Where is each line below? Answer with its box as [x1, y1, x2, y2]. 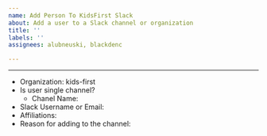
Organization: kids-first [19, 77, 96, 87]
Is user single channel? [19, 85, 95, 95]
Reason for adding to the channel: [19, 119, 131, 129]
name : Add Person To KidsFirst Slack [8, 11, 133, 20]
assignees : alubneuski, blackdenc [8, 41, 123, 49]
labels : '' [8, 33, 44, 42]
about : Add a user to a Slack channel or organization [8, 19, 194, 27]
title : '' [8, 26, 41, 34]
